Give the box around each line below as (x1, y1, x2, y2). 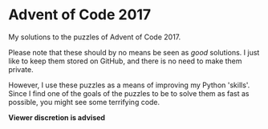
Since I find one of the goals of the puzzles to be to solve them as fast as (8, 88, 250, 98)
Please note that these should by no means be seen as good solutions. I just (8, 47, 260, 57)
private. (8, 64, 34, 74)
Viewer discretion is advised (8, 112, 106, 122)
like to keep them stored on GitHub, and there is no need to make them (8, 56, 242, 66)
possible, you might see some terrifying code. (8, 97, 160, 107)
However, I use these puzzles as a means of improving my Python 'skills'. (8, 80, 250, 90)
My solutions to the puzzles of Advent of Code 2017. (8, 32, 181, 42)
